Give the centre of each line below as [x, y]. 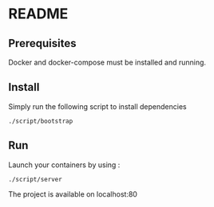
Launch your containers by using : [64, 165]
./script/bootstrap [41, 121]
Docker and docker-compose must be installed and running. [107, 62]
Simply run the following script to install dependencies [97, 106]
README [38, 14]
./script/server [35, 179]
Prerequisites [42, 43]
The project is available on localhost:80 [73, 194]
